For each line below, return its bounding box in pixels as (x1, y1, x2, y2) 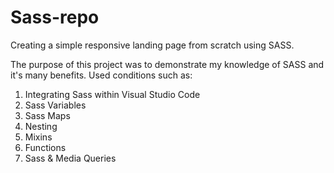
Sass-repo (10, 6, 100, 29)
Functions (24, 141, 67, 153)
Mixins (24, 131, 53, 143)
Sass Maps (24, 109, 71, 121)
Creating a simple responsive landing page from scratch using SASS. (10, 39, 295, 51)
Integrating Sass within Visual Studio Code (24, 88, 201, 100)
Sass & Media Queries (24, 152, 117, 164)
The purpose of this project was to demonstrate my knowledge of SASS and (10, 58, 325, 70)
